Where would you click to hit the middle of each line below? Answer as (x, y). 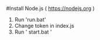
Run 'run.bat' (30, 19)
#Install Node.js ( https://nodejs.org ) (50, 8)
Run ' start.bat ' (33, 32)
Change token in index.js (44, 26)
